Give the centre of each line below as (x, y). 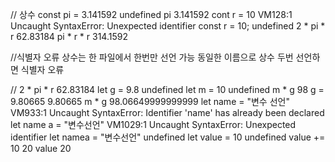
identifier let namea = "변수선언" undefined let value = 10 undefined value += (168, 137)
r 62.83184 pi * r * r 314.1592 (69, 36)
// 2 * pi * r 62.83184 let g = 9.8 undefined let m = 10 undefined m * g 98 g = (167, 89)
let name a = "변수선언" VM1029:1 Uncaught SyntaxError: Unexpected (153, 124)
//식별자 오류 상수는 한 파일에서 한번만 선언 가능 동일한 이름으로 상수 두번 (152, 57)
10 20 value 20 (41, 148)
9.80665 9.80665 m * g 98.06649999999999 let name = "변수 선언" (150, 101)
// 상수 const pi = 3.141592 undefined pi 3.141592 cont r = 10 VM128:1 (151, 14)
